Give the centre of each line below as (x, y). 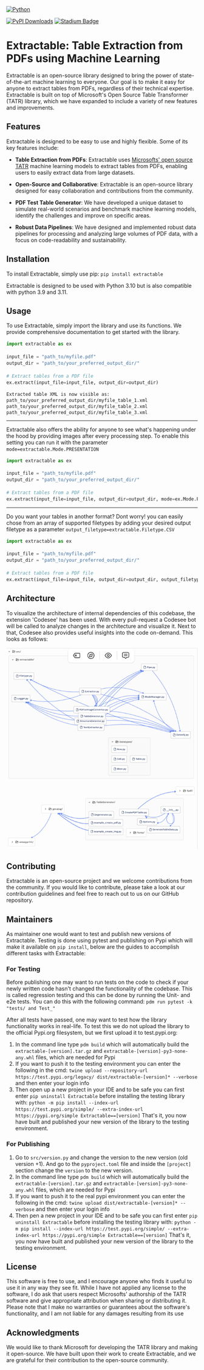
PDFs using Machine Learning (83, 59)
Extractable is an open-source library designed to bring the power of (92, 75)
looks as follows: (27, 639)
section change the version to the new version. (74, 1170)
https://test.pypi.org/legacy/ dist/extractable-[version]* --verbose (106, 1077)
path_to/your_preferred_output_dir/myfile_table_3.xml (77, 412)
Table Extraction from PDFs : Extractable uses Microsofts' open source (104, 159)
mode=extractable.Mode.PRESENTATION (53, 449)
